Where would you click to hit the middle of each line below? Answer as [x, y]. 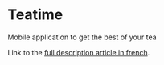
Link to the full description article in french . [79, 52]
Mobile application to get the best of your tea [82, 37]
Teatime [35, 15]
